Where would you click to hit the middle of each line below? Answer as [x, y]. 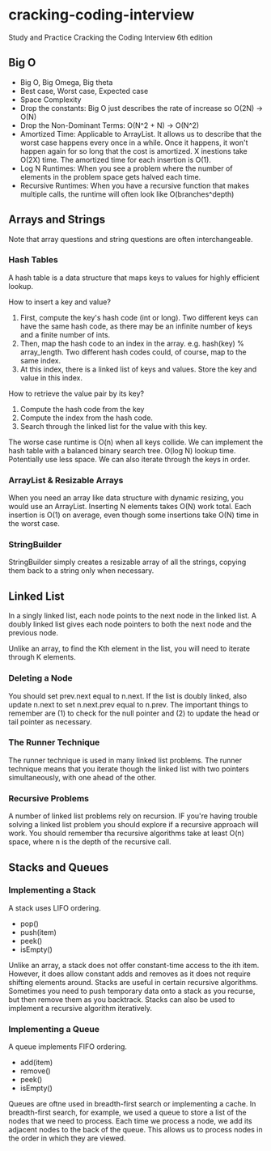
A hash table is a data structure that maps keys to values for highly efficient [134, 278]
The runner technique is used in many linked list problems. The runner [125, 760]
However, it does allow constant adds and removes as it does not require [129, 974]
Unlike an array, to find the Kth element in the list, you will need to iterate [129, 648]
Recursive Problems [49, 798]
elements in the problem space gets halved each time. [110, 176]
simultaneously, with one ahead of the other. [83, 777]
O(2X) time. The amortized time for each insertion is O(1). [116, 159]
